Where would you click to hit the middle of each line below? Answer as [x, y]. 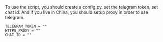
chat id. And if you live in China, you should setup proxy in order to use [77, 12]
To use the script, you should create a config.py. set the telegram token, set [81, 7]
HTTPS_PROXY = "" [23, 31]
